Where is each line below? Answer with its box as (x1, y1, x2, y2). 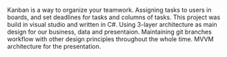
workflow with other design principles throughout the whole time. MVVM (7, 35, 214, 43)
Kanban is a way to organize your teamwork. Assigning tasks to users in (7, 6, 212, 14)
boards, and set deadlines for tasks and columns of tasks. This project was (7, 13, 221, 21)
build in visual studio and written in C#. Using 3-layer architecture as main (7, 21, 217, 28)
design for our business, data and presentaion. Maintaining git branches (7, 27, 212, 36)
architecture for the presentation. (7, 43, 101, 50)
